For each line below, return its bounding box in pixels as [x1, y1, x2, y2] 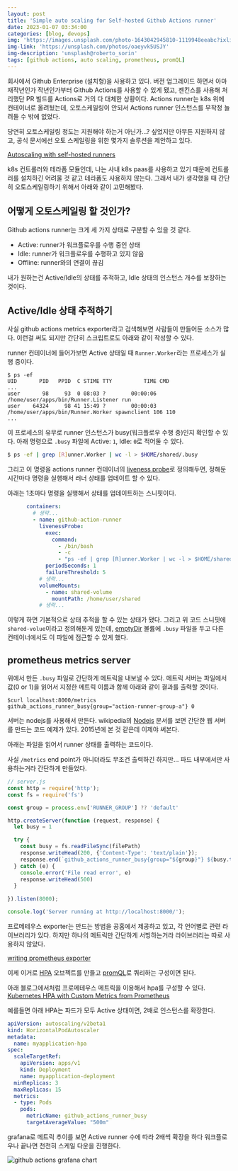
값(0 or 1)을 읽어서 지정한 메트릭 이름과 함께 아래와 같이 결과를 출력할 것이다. [7, 682, 219, 691]
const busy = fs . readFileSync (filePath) [20, 843, 141, 850]
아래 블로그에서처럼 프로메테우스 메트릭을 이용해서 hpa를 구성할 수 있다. [7, 983, 205, 992]
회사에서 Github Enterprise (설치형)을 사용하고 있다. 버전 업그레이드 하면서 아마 [7, 76, 227, 85]
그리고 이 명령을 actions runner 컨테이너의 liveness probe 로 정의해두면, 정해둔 [7, 465, 227, 474]
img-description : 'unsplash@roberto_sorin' [7, 50, 138, 57]
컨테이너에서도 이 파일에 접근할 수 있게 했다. [7, 633, 129, 641]
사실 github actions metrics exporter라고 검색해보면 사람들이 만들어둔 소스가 [7, 325, 222, 333]
